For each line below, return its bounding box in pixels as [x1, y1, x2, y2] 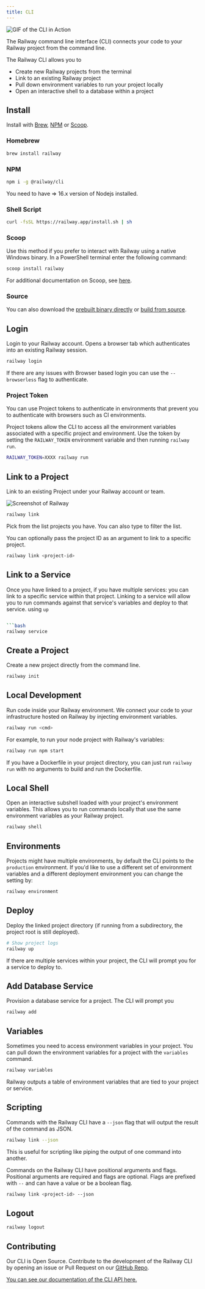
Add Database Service [6, 981, 93, 991]
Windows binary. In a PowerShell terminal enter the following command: [6, 254, 187, 261]
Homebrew [6, 136, 40, 145]
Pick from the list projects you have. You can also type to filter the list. [6, 522, 182, 530]
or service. [6, 1084, 34, 1092]
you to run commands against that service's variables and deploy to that [6, 599, 188, 606]
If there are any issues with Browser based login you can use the [6, 370, 169, 377]
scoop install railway [6, 266, 64, 272]
